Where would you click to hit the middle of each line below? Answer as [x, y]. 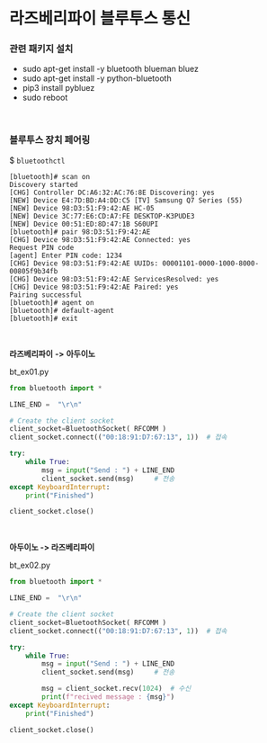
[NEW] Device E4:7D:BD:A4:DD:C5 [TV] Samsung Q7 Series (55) [126, 200]
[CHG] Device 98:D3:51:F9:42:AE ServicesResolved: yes [114, 279]
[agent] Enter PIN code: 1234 [66, 255]
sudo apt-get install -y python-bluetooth [97, 78]
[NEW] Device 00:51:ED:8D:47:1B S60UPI [84, 224]
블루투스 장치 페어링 [50, 140]
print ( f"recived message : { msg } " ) [108, 697]
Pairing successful [46, 295]
